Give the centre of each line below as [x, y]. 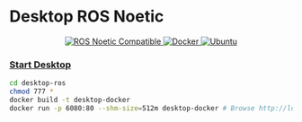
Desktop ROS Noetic [87, 17]
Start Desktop [40, 65]
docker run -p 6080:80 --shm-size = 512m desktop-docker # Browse [132, 108]
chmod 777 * [31, 91]
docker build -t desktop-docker [70, 100]
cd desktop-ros [38, 83]
